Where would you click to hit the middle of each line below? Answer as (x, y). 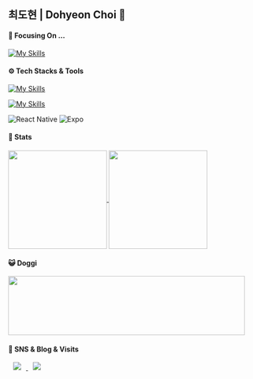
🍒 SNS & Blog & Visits (43, 349)
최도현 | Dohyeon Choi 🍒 (67, 15)
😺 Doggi (23, 262)
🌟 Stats (20, 137)
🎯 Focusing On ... (37, 35)
